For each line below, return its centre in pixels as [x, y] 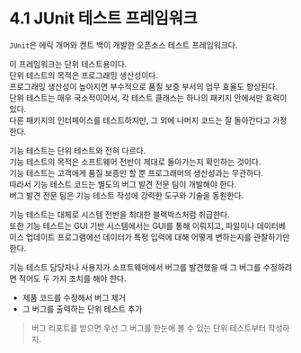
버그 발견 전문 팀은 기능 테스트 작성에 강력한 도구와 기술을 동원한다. [127, 195]
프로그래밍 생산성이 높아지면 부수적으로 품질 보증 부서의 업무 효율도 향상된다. [144, 86]
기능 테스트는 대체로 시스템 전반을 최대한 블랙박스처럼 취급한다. [120, 214]
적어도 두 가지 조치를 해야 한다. [72, 278]
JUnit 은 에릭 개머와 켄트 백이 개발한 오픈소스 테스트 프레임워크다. [124, 45]
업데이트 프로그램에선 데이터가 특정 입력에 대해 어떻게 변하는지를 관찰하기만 [158, 237]
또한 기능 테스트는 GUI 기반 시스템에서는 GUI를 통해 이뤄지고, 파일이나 [132, 225]
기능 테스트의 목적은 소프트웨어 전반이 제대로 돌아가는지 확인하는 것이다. [135, 162]
